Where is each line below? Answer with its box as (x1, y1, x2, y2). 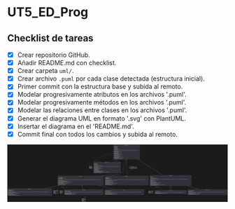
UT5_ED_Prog (7, 4, 89, 20)
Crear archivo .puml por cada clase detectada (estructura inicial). (17, 74, 205, 83)
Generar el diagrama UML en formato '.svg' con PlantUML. (17, 114, 187, 123)
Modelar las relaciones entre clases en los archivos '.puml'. (17, 106, 187, 114)
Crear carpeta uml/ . (17, 67, 74, 75)
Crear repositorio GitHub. (17, 50, 91, 59)
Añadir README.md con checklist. (17, 59, 117, 67)
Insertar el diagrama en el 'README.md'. (17, 122, 134, 130)
